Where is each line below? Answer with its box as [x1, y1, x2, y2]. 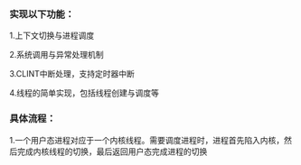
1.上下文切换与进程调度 [9, 30, 95, 41]
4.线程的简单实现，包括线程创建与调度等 [9, 87, 160, 98]
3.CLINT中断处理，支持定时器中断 [9, 69, 136, 79]
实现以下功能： [9, 7, 75, 20]
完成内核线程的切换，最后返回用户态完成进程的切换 [16, 146, 208, 157]
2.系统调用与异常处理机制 [9, 50, 104, 60]
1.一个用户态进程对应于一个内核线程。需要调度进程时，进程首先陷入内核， [9, 134, 285, 145]
